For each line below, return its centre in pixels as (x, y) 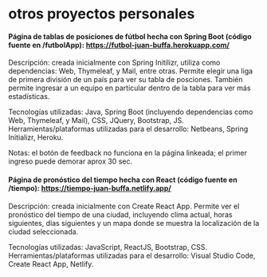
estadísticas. (29, 97)
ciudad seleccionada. (43, 231)
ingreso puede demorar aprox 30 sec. (71, 161)
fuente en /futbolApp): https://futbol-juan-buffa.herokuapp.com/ (119, 45)
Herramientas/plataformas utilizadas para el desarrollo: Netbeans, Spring (128, 129)
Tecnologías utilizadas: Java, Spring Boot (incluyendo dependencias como (131, 112)
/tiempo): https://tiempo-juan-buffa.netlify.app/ (90, 188)
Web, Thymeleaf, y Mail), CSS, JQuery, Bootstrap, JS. (96, 121)
